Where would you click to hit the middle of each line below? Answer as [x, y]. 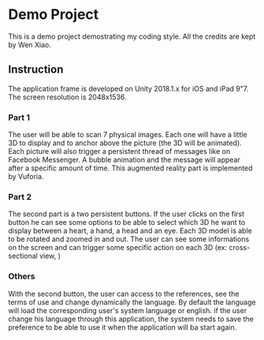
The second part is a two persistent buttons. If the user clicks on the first [126, 214]
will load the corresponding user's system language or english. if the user [127, 310]
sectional [23, 256]
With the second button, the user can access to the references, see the [124, 293]
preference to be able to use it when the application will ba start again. [123, 327]
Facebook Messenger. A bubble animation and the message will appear [124, 160]
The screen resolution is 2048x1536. [67, 97]
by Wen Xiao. [30, 44]
